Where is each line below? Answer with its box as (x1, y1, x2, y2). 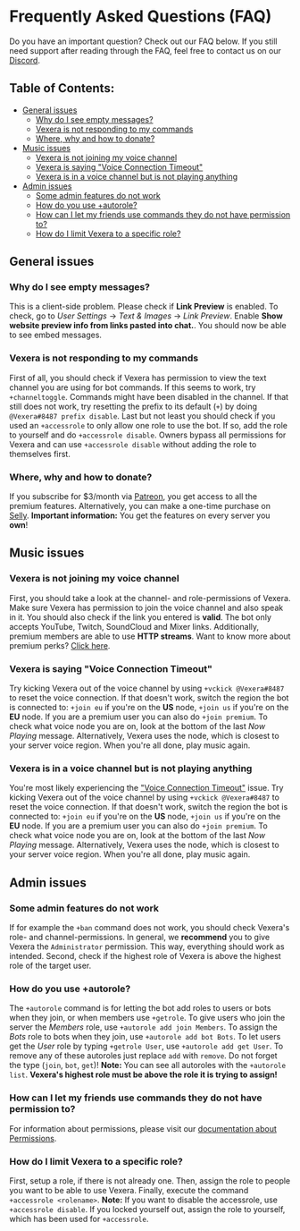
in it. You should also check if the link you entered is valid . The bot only (9, 611, 272, 623)
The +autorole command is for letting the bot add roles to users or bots (9, 1003, 271, 1014)
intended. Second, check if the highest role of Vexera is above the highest (9, 951, 281, 961)
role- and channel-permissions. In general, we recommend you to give (9, 932, 271, 942)
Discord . (9, 55, 40, 65)
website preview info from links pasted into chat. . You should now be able (9, 320, 287, 331)
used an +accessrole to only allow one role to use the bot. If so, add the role (9, 420, 288, 430)
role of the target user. (9, 960, 92, 971)
